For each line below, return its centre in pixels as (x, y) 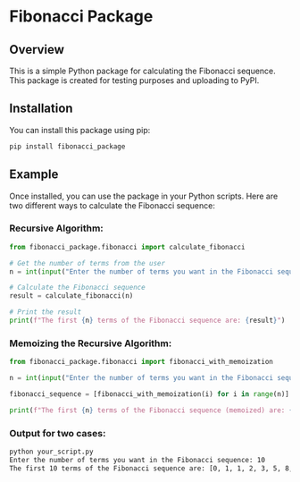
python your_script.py (51, 452)
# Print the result (46, 312)
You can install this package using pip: (80, 130)
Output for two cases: (58, 433)
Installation (41, 109)
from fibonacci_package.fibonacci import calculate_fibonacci (127, 247)
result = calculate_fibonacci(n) (71, 296)
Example (34, 175)
